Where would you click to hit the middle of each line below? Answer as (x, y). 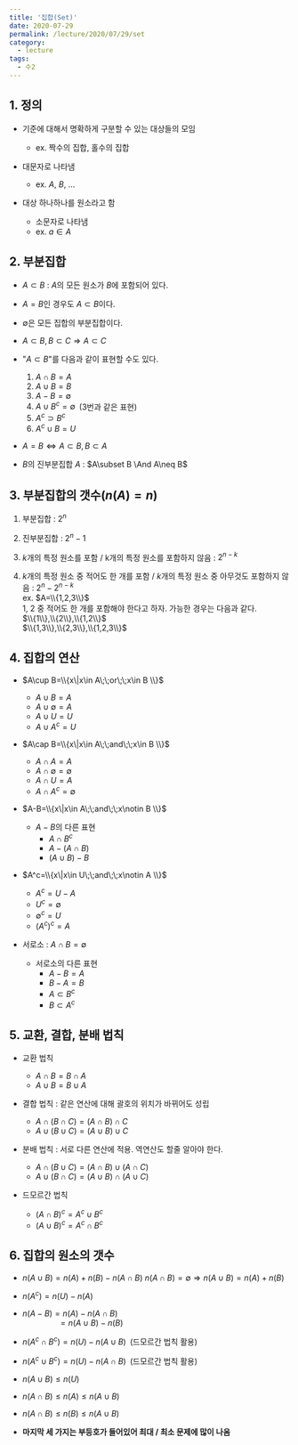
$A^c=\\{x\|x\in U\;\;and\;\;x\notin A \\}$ (94, 874)
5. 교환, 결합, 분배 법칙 (67, 1035)
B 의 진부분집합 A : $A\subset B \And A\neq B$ (105, 465)
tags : (19, 59)
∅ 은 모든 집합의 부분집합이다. (72, 322)
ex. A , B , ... (55, 184)
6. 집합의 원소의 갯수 (62, 1256)
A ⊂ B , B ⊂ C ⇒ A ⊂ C (64, 340)
